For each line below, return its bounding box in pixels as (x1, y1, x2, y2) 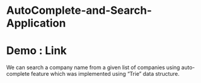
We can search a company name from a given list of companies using (6, 64, 180, 71)
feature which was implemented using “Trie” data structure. (31, 70, 180, 78)
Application (6, 16, 66, 30)
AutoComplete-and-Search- (6, 4, 153, 17)
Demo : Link (6, 44, 67, 58)
